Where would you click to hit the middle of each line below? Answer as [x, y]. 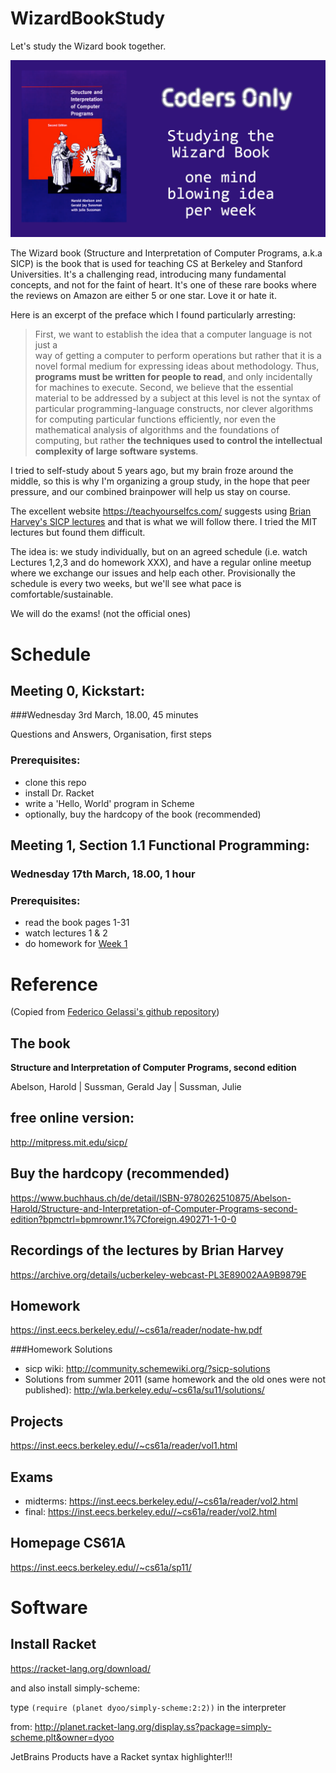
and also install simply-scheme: [75, 1688]
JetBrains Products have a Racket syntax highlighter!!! [121, 1756]
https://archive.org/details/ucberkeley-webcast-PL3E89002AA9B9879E [158, 1274]
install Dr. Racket [59, 793]
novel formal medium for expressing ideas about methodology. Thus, [177, 366]
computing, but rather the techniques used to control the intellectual [178, 441]
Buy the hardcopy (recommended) [120, 1173]
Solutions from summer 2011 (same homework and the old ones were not [175, 1379]
